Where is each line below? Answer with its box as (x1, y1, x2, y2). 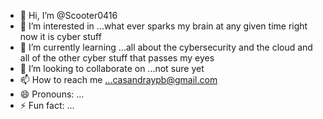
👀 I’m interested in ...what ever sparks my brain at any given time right (19, 20, 308, 32)
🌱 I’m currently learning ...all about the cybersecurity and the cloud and (19, 41, 313, 53)
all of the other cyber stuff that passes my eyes (19, 52, 215, 64)
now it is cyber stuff (19, 31, 102, 42)
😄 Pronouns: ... (19, 88, 85, 100)
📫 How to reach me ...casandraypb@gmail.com (19, 74, 218, 85)
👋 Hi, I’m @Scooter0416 (19, 10, 118, 21)
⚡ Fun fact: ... (19, 100, 75, 111)
